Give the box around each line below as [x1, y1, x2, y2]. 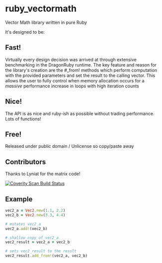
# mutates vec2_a [5, 221, 41, 226]
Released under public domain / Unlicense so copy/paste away [5, 143, 134, 149]
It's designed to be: [5, 29, 45, 35]
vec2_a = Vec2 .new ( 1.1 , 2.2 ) [5, 208, 66, 213]
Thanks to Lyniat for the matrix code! [5, 171, 81, 177]
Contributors [5, 157, 46, 166]
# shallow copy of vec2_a [5, 235, 59, 240]
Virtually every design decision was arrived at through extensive [5, 57, 137, 63]
